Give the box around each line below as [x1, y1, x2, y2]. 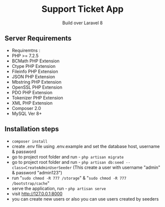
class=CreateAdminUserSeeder [11, 165, 72, 170]
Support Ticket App [41, 3, 124, 15]
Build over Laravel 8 [62, 20, 103, 26]
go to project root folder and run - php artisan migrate [11, 154, 124, 159]
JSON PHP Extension [11, 73, 55, 80]
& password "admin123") [11, 169, 63, 175]
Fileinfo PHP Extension [11, 68, 58, 74]
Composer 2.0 [11, 105, 41, 111]
